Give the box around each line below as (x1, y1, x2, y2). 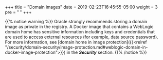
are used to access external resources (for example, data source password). (5, 34, 158, 40)
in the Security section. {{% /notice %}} (66, 49, 147, 55)
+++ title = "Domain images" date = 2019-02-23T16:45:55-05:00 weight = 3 (5, 4, 158, 10)
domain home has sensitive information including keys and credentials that (5, 29, 155, 34)
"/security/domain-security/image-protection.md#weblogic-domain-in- (5, 45, 148, 50)
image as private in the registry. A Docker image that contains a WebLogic (5, 24, 154, 30)
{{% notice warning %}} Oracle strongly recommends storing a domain (5, 19, 147, 24)
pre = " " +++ (5, 9, 32, 15)
